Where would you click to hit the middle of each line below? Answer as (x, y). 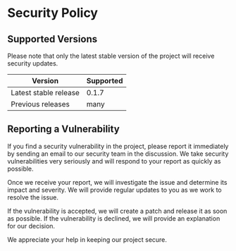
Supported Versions (52, 39)
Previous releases (41, 104)
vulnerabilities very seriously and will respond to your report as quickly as (114, 161)
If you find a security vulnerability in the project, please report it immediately (118, 146)
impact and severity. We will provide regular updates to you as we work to (114, 190)
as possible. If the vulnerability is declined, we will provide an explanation (114, 218)
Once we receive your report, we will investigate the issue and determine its (117, 182)
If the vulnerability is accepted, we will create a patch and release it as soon (117, 211)
